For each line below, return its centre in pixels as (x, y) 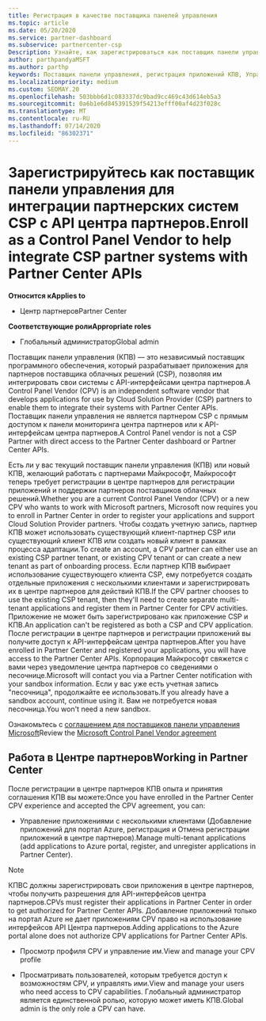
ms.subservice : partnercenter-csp (65, 45)
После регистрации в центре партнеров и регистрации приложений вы (129, 633)
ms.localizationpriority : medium (63, 82)
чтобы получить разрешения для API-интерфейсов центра (107, 894)
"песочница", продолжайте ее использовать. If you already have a (119, 692)
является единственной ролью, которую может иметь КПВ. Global (131, 1000)
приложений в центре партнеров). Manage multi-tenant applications (133, 838)
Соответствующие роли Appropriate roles (80, 326)
